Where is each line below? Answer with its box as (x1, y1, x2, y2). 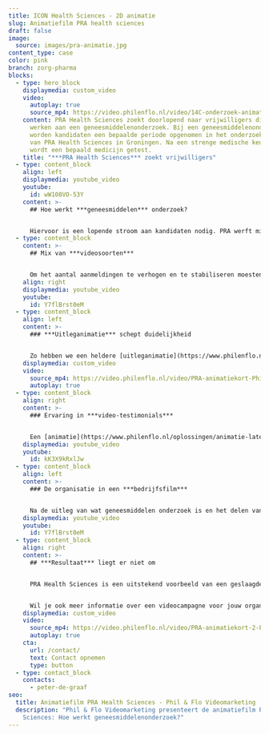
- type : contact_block (15, 668, 91, 677)
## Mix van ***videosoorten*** (29, 249, 134, 257)
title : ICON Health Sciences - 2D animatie (8, 11, 156, 20)
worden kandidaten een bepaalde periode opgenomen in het (29, 131, 227, 139)
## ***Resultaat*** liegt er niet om (29, 559, 156, 567)
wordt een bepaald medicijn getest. (29, 146, 152, 154)
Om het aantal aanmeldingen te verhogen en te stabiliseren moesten (29, 271, 263, 279)
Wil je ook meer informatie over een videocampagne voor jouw (29, 602, 242, 610)
